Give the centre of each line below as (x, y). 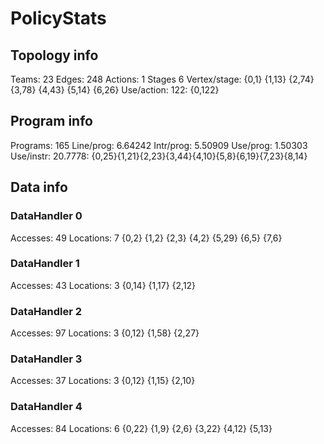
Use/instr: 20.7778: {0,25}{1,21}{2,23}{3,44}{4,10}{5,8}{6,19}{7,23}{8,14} (159, 156)
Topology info (54, 55)
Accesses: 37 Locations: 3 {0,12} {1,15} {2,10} (103, 381)
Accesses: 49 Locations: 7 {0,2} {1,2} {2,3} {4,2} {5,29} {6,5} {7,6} (146, 238)
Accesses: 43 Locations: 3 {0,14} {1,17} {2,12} (103, 285)
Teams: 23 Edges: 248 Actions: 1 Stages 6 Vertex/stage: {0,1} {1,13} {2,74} (162, 79)
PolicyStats (58, 18)
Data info (39, 187)
